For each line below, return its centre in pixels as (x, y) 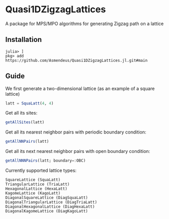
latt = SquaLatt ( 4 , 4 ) (29, 103)
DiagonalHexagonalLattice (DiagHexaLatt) (50, 207)
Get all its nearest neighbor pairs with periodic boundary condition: (76, 132)
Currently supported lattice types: (41, 170)
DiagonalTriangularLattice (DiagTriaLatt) (51, 202)
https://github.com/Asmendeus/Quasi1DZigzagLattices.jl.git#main (76, 60)
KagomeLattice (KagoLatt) (33, 193)
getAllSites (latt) (25, 122)
